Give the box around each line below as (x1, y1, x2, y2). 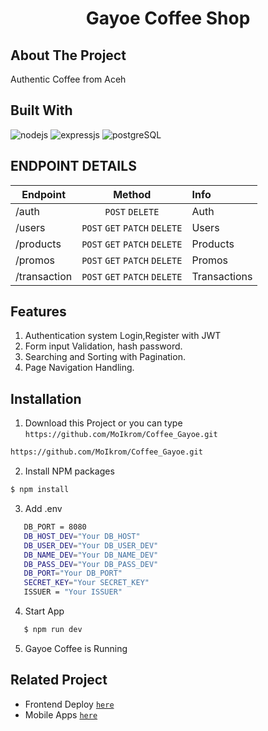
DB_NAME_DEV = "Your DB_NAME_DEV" (23, 550, 159, 560)
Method (113, 187, 152, 201)
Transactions (191, 269, 253, 283)
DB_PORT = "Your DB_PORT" (23, 568, 123, 579)
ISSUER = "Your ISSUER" (23, 587, 123, 597)
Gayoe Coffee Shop (85, 7, 251, 30)
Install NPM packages (24, 465, 115, 477)
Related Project (10, 672, 108, 689)
